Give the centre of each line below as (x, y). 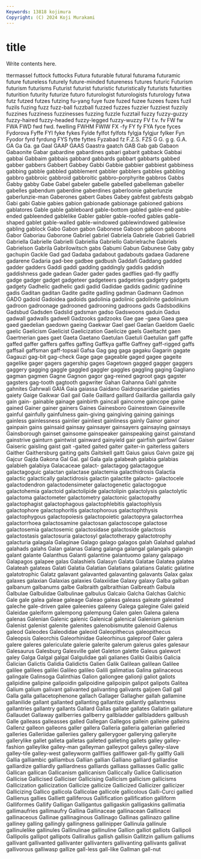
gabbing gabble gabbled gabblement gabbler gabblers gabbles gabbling (96, 172)
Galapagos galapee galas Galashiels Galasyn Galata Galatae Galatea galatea (100, 562)
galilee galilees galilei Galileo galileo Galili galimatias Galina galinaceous (94, 670)
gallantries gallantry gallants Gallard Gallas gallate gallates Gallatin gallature (100, 709)
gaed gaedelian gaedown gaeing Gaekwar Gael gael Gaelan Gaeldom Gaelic (100, 325)
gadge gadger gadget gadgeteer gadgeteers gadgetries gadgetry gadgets (98, 280)
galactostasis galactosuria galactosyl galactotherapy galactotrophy (89, 536)
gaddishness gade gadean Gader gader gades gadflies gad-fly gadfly (92, 274)
